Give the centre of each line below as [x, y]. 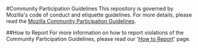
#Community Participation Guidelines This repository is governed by [90, 9]
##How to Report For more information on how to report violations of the [95, 33]
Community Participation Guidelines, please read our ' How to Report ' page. [98, 39]
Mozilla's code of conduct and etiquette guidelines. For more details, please [99, 15]
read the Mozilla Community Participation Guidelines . [71, 21]
